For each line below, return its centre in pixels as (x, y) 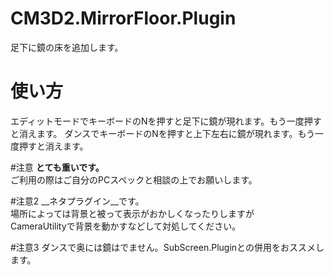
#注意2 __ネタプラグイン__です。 (77, 201)
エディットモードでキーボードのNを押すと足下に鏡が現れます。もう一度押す (166, 121)
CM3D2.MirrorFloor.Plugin (123, 18)
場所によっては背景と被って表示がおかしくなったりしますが (132, 213)
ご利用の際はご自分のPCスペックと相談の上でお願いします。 (134, 179)
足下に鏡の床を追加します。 (67, 47)
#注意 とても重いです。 (57, 167)
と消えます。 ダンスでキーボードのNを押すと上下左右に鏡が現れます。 (154, 133)
